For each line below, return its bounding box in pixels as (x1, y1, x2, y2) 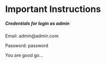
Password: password (5, 42, 48, 48)
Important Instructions (5, 3, 101, 15)
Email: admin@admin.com (5, 33, 59, 39)
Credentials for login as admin (5, 20, 70, 26)
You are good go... (5, 52, 43, 58)
